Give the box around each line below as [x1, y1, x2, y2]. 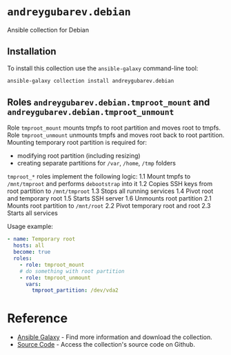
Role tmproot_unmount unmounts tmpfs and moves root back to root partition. [7, 131, 225, 139]
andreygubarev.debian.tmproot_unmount [7, 108, 174, 117]
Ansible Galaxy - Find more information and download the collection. [17, 333, 212, 341]
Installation [7, 45, 57, 57]
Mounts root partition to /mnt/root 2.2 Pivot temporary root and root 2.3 [7, 202, 211, 210]
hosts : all [13, 242, 45, 250]
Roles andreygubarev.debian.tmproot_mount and [7, 97, 210, 108]
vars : [25, 281, 41, 287]
